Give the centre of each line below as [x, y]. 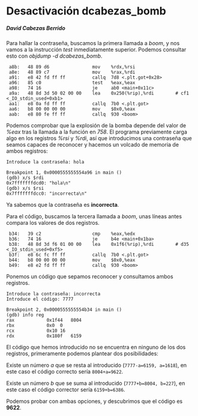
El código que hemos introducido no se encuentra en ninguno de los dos [96, 347]
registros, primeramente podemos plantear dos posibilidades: [82, 353]
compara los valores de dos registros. [53, 223]
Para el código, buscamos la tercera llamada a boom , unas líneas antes [94, 216]
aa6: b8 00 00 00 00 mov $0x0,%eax [72, 109]
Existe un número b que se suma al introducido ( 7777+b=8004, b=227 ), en [96, 384]
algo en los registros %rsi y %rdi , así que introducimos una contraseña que [99, 138]
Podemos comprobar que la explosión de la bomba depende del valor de [96, 126]
